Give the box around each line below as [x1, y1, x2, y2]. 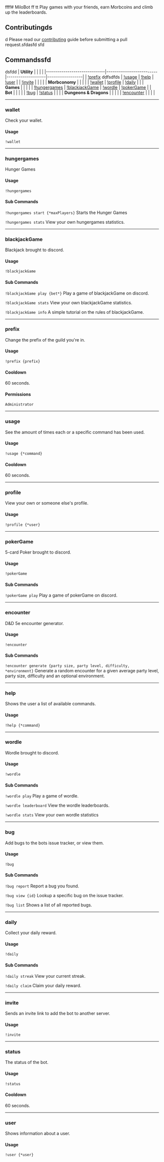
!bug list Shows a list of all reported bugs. [5, 902, 92, 908]
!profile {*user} [5, 522, 41, 527]
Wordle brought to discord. [5, 750, 60, 755]
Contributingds [5, 23, 53, 32]
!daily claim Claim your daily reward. [5, 982, 82, 989]
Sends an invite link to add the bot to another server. [5, 1010, 111, 1016]
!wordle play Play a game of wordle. [5, 793, 79, 799]
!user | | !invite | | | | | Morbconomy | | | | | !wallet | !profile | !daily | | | [5, 79, 144, 85]
